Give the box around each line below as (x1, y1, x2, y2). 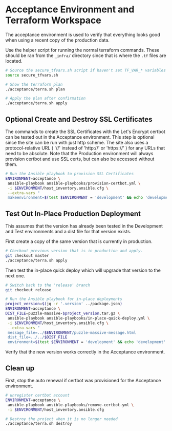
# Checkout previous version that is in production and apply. (5, 248, 143, 254)
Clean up (5, 364, 35, 372)
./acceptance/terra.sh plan (5, 86, 66, 92)
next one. (5, 272, 26, 278)
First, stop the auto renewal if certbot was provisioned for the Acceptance (5, 378, 161, 383)
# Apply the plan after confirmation (5, 96, 86, 101)
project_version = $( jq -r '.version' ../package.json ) (5, 302, 123, 307)
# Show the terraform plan (5, 82, 63, 87)
